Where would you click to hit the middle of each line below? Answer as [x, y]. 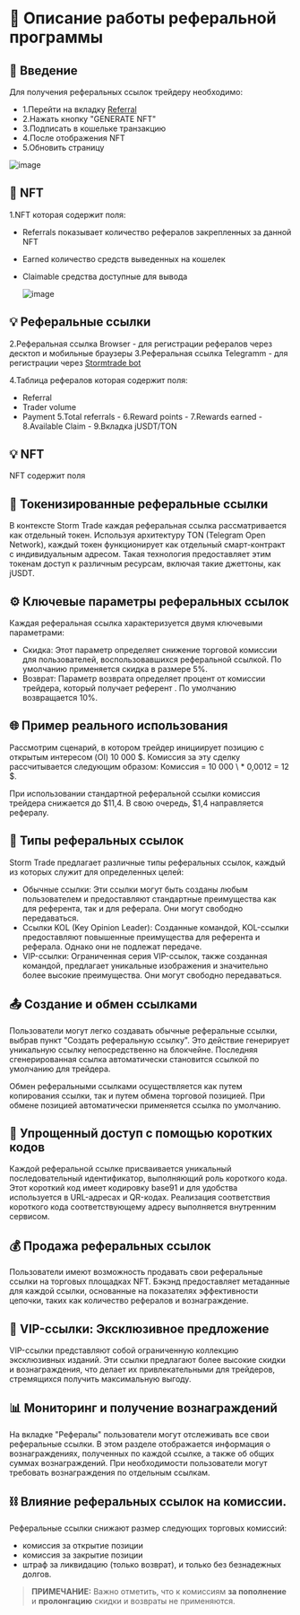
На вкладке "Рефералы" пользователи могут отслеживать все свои [139, 1434]
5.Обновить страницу [63, 148]
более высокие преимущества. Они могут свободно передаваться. [152, 975]
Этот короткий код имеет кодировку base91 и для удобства [124, 1188]
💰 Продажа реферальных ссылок [111, 1246]
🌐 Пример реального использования [119, 726]
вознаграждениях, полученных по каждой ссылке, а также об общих [142, 1453]
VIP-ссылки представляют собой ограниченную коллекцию [124, 1350]
